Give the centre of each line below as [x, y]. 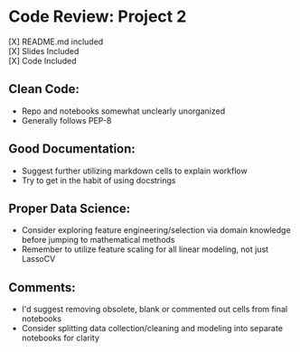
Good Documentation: [72, 149]
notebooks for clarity [61, 338]
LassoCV [38, 259]
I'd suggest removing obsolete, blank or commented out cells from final [155, 310]
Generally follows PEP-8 [66, 120]
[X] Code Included [42, 60]
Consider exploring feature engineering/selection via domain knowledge [156, 230]
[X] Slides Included [44, 51]
